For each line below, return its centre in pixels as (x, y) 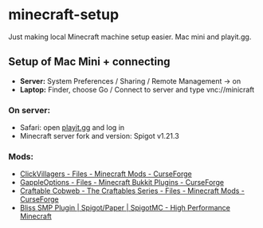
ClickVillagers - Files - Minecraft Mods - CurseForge (106, 174)
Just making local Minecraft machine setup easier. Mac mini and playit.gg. (130, 37)
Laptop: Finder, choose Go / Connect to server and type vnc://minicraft (137, 89)
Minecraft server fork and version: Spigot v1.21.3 (99, 136)
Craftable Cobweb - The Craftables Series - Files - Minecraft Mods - (132, 191)
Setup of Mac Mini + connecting (89, 62)
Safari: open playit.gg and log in (72, 128)
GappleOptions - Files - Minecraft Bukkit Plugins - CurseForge (122, 183)
